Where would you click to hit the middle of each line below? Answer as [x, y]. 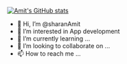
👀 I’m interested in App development [68, 31]
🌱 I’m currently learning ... [54, 39]
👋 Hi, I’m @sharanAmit [49, 24]
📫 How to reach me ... [49, 54]
